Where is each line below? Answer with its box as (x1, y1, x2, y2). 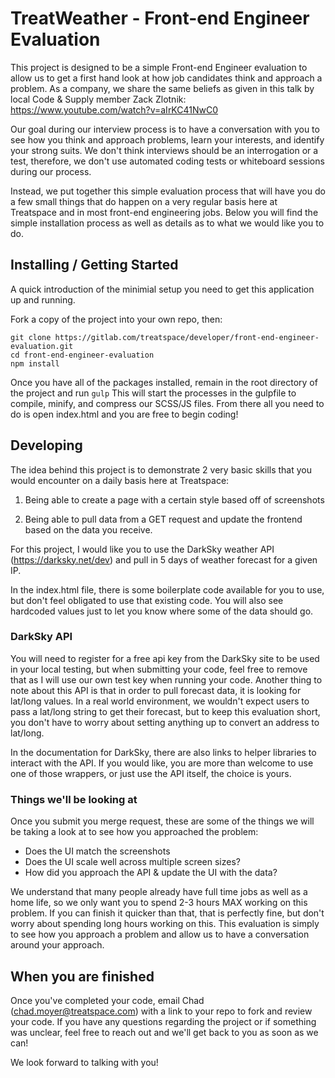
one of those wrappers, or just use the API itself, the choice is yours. (10, 767, 292, 779)
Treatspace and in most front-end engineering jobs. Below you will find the (10, 206, 319, 218)
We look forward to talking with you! (10, 1056, 159, 1068)
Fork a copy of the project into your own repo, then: (10, 313, 223, 325)
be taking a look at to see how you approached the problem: (10, 826, 259, 838)
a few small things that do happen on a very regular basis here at (10, 195, 278, 207)
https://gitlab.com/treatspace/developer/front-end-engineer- (54, 332, 320, 342)
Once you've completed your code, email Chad (10, 994, 205, 1006)
